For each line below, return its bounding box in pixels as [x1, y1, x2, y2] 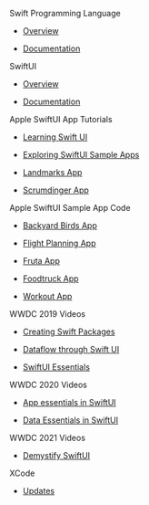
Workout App [22, 291, 73, 301]
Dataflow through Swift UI [22, 344, 120, 354]
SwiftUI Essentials [22, 362, 91, 373]
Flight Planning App [22, 237, 96, 248]
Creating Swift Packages [22, 326, 115, 337]
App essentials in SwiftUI [22, 397, 116, 407]
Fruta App [22, 256, 61, 266]
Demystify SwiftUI [22, 450, 91, 460]
